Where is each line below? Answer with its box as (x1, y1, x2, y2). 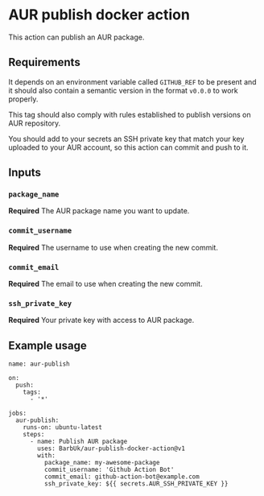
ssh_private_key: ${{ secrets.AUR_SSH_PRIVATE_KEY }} (43, 480, 229, 488)
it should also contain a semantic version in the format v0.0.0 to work (8, 85, 239, 95)
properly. (8, 94, 39, 104)
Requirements (8, 56, 80, 69)
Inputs (8, 166, 42, 180)
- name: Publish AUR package (29, 437, 128, 446)
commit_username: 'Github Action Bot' (43, 465, 175, 474)
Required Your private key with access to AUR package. (8, 316, 195, 325)
